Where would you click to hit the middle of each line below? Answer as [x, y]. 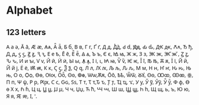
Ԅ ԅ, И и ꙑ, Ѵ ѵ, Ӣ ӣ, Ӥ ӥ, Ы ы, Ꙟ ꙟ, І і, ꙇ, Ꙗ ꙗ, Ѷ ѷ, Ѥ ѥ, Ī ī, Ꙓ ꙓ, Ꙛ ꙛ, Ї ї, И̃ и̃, [97, 61]
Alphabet [29, 10]
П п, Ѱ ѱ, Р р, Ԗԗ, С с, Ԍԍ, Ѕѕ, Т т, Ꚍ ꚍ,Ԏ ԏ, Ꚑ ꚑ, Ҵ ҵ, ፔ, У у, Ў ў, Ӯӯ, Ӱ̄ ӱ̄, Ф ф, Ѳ [98, 82]
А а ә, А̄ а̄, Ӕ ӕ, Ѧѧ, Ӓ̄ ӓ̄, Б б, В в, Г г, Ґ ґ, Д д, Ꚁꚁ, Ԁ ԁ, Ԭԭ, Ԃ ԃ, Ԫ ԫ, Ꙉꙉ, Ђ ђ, [100, 47]
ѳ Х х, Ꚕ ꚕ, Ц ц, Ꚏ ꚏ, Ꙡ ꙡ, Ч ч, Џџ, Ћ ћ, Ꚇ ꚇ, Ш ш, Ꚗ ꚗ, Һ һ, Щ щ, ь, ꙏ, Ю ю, [98, 89]
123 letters [26, 32]
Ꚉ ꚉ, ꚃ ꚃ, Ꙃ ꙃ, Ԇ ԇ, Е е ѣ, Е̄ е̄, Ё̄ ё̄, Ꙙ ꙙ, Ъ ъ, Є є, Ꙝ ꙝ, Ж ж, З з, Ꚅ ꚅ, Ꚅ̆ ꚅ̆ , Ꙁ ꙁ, [98, 54]
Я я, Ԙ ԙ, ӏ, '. [22, 96]
